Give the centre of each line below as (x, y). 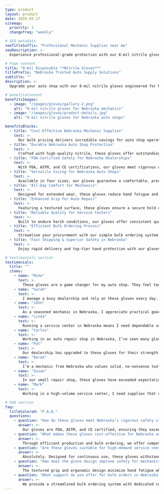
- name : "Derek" (31, 357)
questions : (20, 416)
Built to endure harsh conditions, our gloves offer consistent (85, 222)
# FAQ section (20, 402)
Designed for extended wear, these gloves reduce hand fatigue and (88, 195)
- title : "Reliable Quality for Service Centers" (61, 213)
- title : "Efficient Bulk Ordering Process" (55, 226)
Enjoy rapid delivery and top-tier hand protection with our (82, 249)
